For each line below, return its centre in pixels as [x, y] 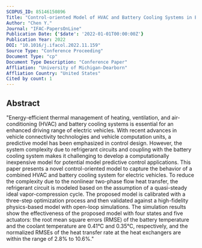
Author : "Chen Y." [29, 23]
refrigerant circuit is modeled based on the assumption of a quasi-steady [97, 187]
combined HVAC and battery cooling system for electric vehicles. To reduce [100, 175]
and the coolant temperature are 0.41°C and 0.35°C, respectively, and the [97, 226]
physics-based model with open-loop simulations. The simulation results [96, 207]
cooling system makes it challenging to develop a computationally [88, 156]
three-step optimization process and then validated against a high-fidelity [97, 200]
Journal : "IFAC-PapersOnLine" [44, 29]
